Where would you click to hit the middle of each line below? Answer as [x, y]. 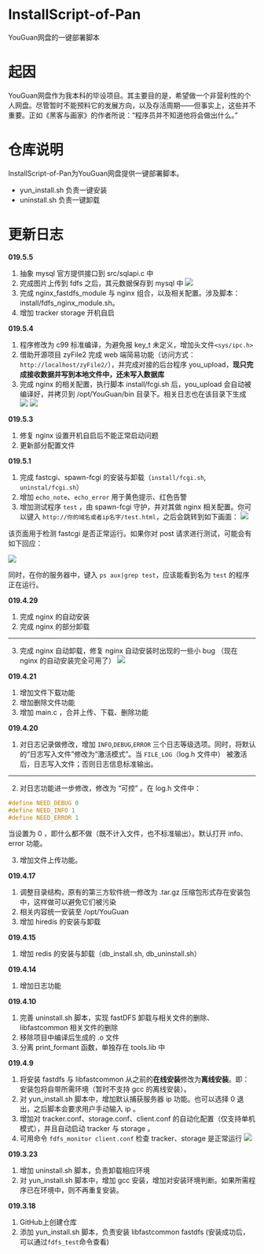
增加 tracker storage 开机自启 [67, 312]
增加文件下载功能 [47, 692]
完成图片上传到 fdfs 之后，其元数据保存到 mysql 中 [101, 283]
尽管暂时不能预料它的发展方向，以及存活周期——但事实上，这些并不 [145, 105]
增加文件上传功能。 [51, 860]
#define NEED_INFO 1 [42, 810]
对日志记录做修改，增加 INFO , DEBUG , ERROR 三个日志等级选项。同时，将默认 [137, 744]
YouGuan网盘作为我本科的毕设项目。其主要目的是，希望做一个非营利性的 [126, 95]
